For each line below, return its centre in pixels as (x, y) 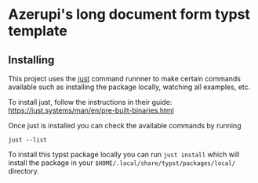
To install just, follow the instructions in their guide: (90, 102)
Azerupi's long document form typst (129, 14)
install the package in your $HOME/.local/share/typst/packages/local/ (122, 163)
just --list (27, 140)
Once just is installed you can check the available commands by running (125, 126)
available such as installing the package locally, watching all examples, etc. (129, 87)
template (38, 31)
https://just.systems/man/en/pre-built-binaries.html (91, 110)
